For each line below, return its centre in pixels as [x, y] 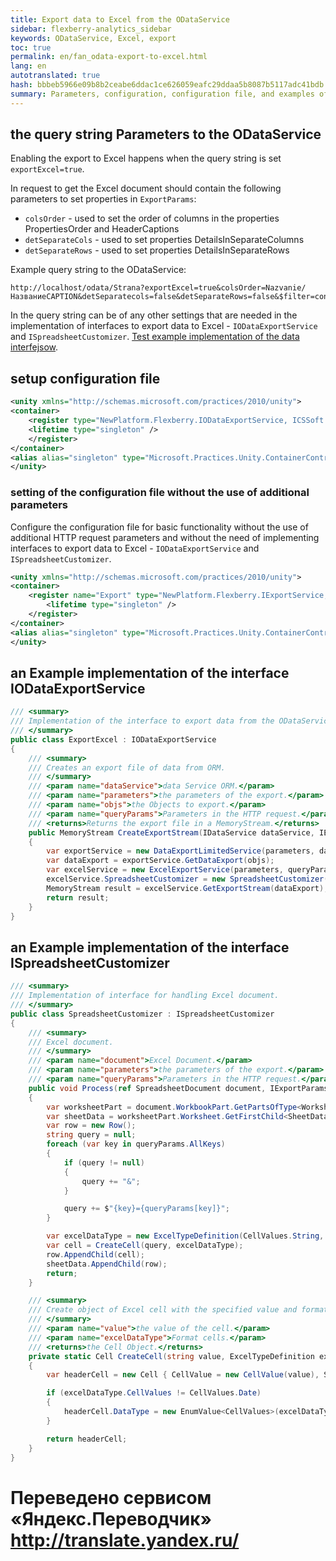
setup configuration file [85, 378]
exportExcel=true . [47, 169]
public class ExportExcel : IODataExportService [113, 739]
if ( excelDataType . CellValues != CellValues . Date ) [154, 1393]
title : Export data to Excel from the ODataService [120, 19]
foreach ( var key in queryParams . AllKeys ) [136, 1144]
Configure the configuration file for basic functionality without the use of [159, 527]
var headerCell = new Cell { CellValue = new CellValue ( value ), [183, 1375]
